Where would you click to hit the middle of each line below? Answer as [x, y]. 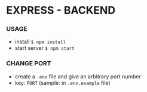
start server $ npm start [45, 48]
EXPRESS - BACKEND [61, 10]
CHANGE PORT [29, 64]
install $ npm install [40, 42]
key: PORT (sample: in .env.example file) [62, 83]
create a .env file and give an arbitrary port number [78, 76]
